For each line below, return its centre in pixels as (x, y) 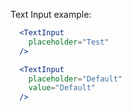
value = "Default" (62, 88)
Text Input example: (51, 14)
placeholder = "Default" (75, 79)
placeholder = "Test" (69, 42)
